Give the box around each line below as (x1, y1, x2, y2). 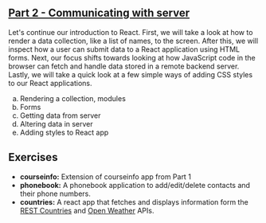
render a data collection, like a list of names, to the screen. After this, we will (8, 36, 259, 45)
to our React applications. (8, 78, 92, 88)
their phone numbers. (19, 189, 92, 198)
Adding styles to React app (19, 127, 109, 137)
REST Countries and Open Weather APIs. (19, 205, 155, 215)
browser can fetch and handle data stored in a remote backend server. (8, 61, 240, 71)
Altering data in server (19, 119, 93, 128)
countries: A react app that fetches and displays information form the (19, 197, 248, 206)
